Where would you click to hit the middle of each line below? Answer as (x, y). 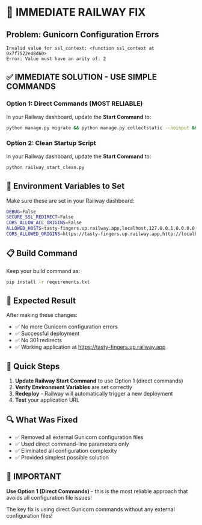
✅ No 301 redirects (38, 340)
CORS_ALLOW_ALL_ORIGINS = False (44, 223)
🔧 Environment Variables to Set (66, 186)
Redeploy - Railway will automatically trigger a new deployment (94, 394)
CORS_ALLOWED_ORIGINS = (35, 234)
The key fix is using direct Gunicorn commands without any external (91, 509)
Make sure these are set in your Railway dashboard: (70, 200)
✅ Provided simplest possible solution (62, 458)
